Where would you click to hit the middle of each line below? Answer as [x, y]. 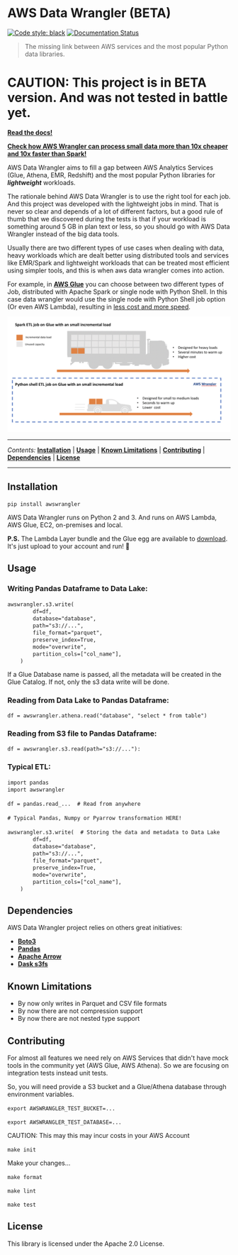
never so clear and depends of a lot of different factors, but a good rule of [115, 211]
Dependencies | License [44, 458]
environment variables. [41, 1095]
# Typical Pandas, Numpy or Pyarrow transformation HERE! [95, 818]
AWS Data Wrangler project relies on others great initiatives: [95, 928]
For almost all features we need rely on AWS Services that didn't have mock [118, 1058]
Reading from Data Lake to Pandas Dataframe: [89, 700]
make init [22, 1150]
